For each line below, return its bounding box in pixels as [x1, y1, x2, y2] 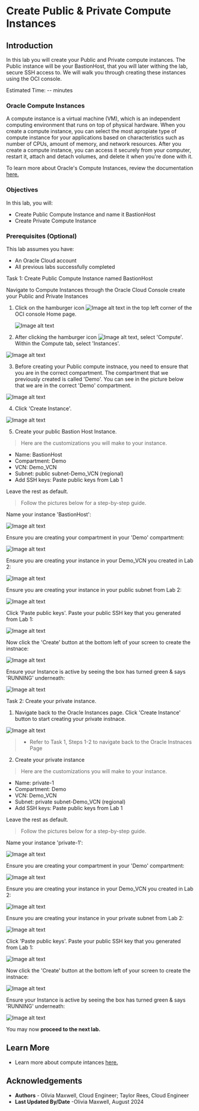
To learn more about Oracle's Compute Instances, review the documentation [6, 165, 194, 172]
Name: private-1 [14, 779, 55, 786]
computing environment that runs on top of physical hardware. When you [6, 121, 186, 128]
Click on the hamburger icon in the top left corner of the [14, 304, 192, 311]
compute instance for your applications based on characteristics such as [6, 134, 185, 141]
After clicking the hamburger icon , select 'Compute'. [14, 333, 184, 340]
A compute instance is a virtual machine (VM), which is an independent [6, 115, 181, 123]
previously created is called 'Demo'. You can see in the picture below [14, 375, 184, 382]
